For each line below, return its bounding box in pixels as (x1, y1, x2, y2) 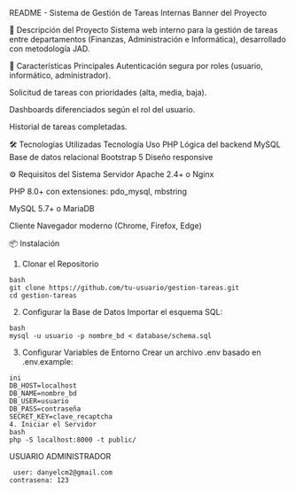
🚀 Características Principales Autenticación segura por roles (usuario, (9, 61, 264, 71)
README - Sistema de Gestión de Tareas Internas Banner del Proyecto (9, 8, 268, 18)
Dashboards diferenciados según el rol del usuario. (9, 104, 196, 114)
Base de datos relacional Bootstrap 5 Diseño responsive (9, 152, 213, 162)
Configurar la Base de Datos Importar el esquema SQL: (21, 307, 223, 317)
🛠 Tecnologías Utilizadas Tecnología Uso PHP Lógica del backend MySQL (9, 139, 281, 150)
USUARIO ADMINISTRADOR (9, 451, 112, 461)
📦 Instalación (9, 238, 60, 249)
